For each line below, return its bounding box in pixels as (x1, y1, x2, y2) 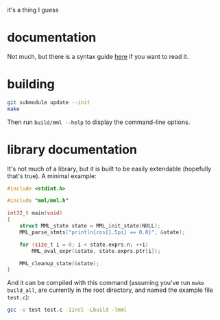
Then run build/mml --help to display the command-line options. (7, 118, 191, 126)
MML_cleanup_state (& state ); (19, 260, 99, 267)
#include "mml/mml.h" (7, 197, 69, 204)
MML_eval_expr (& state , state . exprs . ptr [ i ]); (32, 247, 161, 254)
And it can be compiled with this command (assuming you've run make (7, 279, 204, 287)
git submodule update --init (7, 99, 90, 106)
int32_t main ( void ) (7, 210, 63, 217)
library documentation (7, 142, 137, 157)
